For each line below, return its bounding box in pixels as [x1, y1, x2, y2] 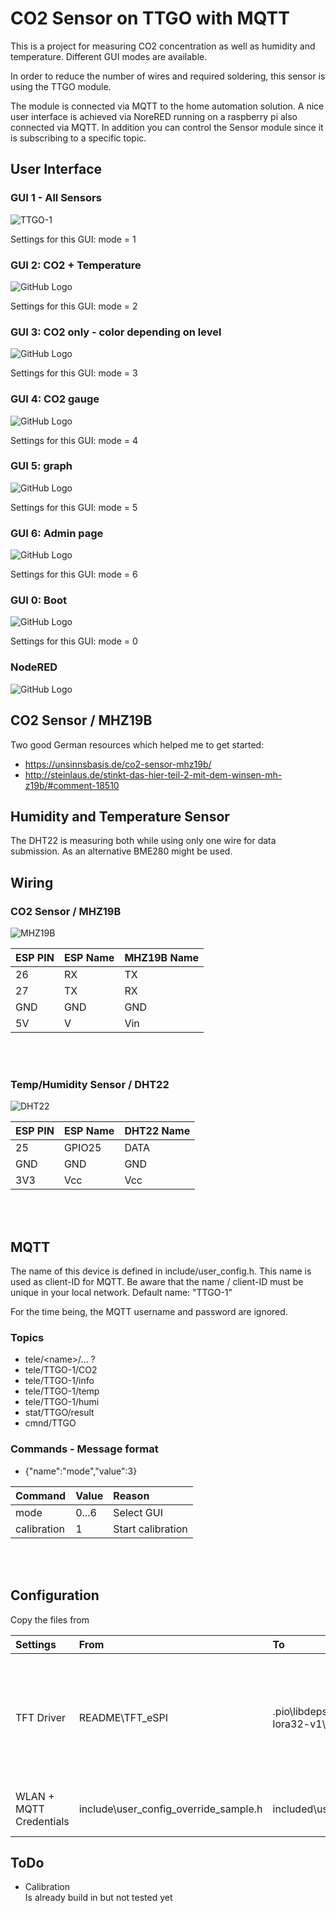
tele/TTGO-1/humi [24, 1396, 100, 1408]
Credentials [15, 1814, 70, 1828]
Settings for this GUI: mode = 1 [10, 233, 137, 245]
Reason [113, 1488, 150, 1502]
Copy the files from [10, 1613, 90, 1626]
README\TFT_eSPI [78, 1710, 169, 1724]
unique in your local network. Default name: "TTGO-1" [10, 1287, 233, 1299]
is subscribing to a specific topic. [10, 132, 147, 144]
